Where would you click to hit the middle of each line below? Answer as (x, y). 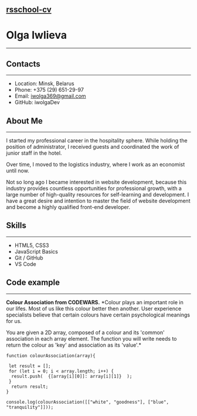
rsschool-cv (29, 10)
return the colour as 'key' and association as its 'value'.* (74, 345)
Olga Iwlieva (37, 35)
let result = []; (30, 366)
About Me (24, 121)
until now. (18, 171)
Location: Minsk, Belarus (44, 84)
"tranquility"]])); (30, 407)
